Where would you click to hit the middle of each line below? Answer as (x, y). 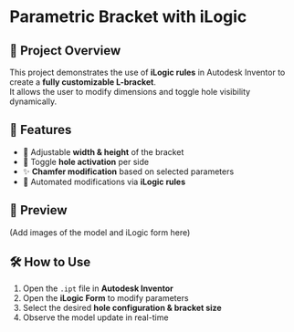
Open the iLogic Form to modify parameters (105, 298)
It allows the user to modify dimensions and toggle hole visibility (130, 92)
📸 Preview (38, 210)
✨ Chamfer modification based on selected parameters (128, 171)
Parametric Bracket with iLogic (128, 17)
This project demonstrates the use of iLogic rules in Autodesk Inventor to (147, 72)
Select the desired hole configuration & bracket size (122, 308)
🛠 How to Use (50, 262)
